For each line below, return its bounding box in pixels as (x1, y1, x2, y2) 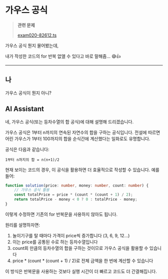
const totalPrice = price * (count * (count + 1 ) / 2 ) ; (14, 192, 133, 197)
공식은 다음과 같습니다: (5, 146, 49, 152)
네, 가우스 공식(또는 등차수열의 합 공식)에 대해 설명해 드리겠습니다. (5, 118, 134, 124)
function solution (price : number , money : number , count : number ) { (5, 183, 149, 188)
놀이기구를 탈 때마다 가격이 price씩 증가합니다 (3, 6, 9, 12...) (12, 232, 130, 238)
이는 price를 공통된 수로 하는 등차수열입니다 (12, 239, 98, 245)
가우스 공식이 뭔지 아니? (5, 90, 51, 96)
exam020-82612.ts (17, 32, 57, 38)
